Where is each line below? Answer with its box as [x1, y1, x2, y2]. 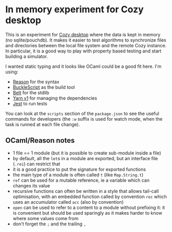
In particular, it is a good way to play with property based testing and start [5, 48, 162, 54]
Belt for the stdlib [12, 89, 50, 95]
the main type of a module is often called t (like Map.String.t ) [12, 171, 144, 178]
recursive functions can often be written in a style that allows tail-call [12, 188, 159, 194]
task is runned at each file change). [5, 121, 80, 127]
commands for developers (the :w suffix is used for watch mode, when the [5, 115, 163, 122]
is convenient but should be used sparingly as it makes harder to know [12, 209, 163, 216]
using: [5, 68, 18, 75]
